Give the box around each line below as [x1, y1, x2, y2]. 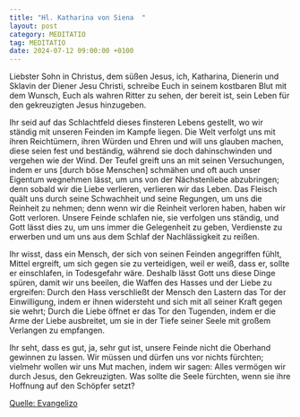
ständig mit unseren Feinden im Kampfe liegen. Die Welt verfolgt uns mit [9, 126, 276, 137]
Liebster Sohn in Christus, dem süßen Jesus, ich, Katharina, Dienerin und [9, 71, 279, 82]
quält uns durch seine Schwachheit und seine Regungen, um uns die [9, 194, 262, 204]
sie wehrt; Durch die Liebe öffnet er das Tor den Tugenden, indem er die [9, 306, 276, 317]
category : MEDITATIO [9, 30, 87, 39]
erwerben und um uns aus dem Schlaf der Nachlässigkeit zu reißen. [9, 231, 260, 242]
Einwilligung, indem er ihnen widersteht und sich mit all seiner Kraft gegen [9, 297, 283, 308]
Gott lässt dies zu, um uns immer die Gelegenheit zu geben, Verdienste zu [9, 222, 283, 233]
